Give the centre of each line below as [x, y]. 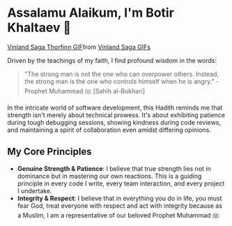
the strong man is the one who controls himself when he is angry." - [122, 81]
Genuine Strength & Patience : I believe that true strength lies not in [114, 168]
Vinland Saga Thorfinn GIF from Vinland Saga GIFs [79, 47]
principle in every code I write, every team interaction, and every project [121, 183]
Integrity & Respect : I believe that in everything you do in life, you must [119, 198]
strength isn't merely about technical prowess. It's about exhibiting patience [116, 115]
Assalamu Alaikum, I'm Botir [91, 13]
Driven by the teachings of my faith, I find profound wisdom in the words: [112, 60]
